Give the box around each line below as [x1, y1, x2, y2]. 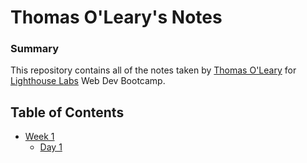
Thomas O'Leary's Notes [10, 6, 223, 29]
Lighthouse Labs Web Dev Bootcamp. [10, 75, 166, 87]
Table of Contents [10, 104, 125, 121]
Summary [10, 42, 60, 56]
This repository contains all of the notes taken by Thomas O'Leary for [10, 64, 297, 76]
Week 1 [24, 131, 55, 143]
